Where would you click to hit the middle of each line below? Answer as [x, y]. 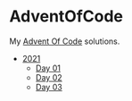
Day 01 [48, 68]
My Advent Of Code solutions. [65, 41]
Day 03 [49, 87]
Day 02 [49, 77]
